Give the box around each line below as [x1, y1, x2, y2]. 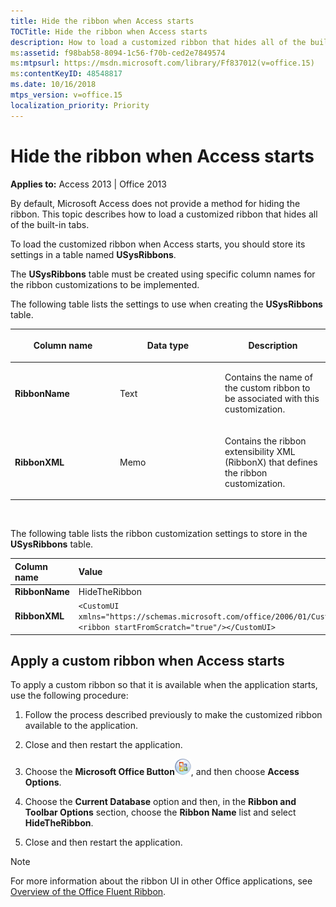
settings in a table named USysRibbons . [10, 248, 177, 260]
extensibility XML [224, 445, 296, 457]
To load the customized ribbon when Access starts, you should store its [10, 238, 306, 250]
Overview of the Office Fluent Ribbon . [10, 886, 167, 898]
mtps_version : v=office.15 [10, 90, 123, 100]
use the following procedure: [10, 690, 129, 702]
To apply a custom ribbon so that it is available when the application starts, [10, 679, 318, 691]
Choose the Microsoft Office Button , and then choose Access [24, 766, 300, 778]
